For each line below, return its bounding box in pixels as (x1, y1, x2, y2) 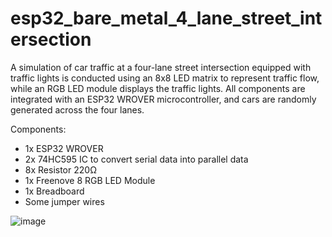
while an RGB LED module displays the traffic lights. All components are (10, 82, 306, 94)
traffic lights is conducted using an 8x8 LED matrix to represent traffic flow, (10, 72, 320, 84)
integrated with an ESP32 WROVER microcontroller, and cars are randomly (10, 93, 317, 105)
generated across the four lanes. (10, 103, 145, 116)
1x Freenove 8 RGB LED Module (24, 174, 156, 186)
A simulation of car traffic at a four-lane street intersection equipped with (10, 61, 312, 73)
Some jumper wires (24, 195, 105, 207)
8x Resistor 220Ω (24, 163, 97, 176)
